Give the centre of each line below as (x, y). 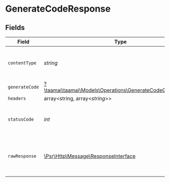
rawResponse (22, 156)
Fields (15, 28)
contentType (22, 63)
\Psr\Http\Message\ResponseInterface (90, 156)
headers (17, 99)
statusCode (21, 119)
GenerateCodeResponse (58, 9)
